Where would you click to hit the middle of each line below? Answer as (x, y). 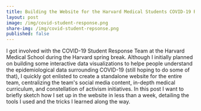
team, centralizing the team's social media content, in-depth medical (91, 83)
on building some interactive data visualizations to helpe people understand (99, 64)
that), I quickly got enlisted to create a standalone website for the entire (94, 76)
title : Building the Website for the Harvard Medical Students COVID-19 (99, 12)
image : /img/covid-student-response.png (57, 23)
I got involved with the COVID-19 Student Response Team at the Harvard (95, 51)
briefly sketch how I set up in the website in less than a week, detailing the (98, 95)
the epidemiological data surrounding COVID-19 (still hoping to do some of (98, 70)
